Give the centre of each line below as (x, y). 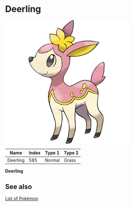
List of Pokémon (22, 198)
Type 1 (52, 153)
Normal (52, 160)
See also (19, 186)
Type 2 (71, 153)
